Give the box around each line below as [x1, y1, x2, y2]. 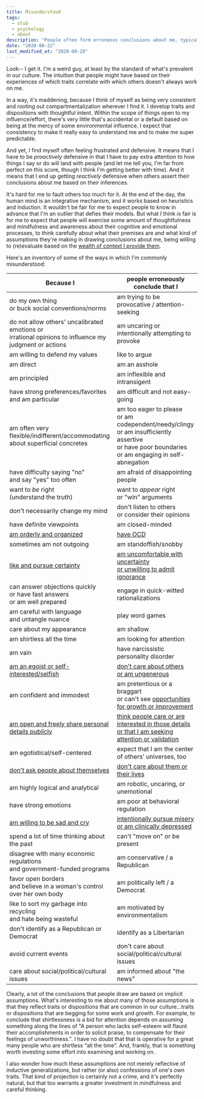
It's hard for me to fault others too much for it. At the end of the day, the [6, 191, 186, 198]
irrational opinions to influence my [9, 333, 106, 341]
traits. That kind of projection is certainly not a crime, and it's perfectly [6, 1072, 183, 1080]
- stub [12, 20, 29, 26]
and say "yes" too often [9, 475, 77, 484]
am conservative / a [117, 853, 174, 862]
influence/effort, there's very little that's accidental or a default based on [6, 115, 188, 123]
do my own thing [9, 296, 57, 305]
